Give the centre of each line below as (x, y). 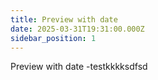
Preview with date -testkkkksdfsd (79, 67)
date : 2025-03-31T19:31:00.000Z (77, 29)
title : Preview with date (64, 19)
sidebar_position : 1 (53, 38)
